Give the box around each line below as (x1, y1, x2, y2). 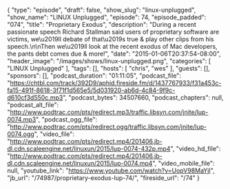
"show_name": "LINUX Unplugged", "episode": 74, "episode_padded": (7, 13, 207, 21)
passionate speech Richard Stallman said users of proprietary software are (7, 27, 220, 36)
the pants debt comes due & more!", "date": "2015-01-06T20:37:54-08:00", (7, 49, 222, 58)
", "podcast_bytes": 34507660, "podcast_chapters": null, (63, 93, 224, 102)
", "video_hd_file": (170, 144, 221, 153)
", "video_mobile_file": (152, 159, 215, 167)
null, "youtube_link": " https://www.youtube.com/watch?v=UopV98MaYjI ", (7, 166, 215, 175)
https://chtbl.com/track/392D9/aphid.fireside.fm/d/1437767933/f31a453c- (10, 79, 222, 87)
